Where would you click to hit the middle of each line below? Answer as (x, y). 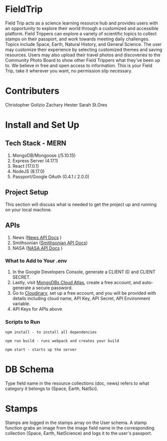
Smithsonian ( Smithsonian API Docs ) (50, 243)
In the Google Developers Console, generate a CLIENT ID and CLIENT (84, 272)
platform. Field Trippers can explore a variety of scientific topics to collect (81, 33)
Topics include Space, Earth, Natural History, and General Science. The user (83, 44)
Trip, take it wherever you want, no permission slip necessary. (69, 70)
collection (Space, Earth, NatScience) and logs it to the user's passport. (79, 433)
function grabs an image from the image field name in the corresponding (80, 428)
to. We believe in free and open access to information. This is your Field (79, 65)
